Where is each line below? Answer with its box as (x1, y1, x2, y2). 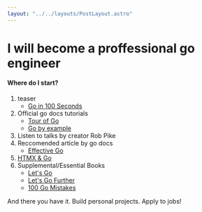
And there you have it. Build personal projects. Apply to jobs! (7, 197, 182, 206)
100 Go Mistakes (27, 183, 76, 192)
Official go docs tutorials (17, 109, 89, 118)
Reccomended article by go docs (17, 139, 113, 148)
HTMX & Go (17, 154, 52, 162)
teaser (17, 94, 36, 103)
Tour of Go (27, 117, 59, 125)
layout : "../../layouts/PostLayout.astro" (7, 10, 133, 17)
